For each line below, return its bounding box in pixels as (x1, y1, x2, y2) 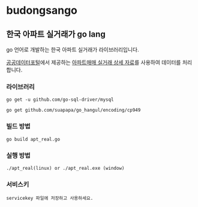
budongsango (6, 4, 78, 17)
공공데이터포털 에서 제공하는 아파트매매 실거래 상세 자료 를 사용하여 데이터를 (6, 59, 181, 66)
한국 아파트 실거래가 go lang (6, 29, 106, 39)
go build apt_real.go (6, 136, 61, 142)
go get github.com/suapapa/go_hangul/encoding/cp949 (6, 107, 141, 113)
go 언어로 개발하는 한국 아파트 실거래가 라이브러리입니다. (6, 46, 139, 53)
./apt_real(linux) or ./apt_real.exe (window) (6, 165, 125, 171)
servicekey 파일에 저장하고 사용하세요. (6, 196, 94, 202)
